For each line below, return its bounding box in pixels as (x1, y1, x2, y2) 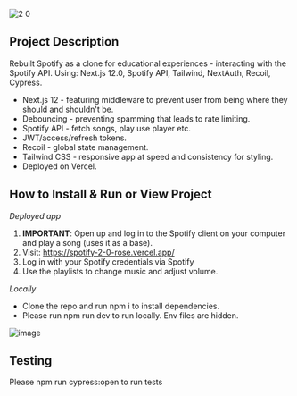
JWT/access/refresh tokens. (21, 132, 128, 143)
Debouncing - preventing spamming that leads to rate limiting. (21, 113, 251, 124)
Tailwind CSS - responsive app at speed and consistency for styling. (21, 151, 274, 162)
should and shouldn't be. (21, 104, 114, 114)
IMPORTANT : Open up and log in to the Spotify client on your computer (21, 228, 286, 239)
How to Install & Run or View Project (9, 187, 212, 202)
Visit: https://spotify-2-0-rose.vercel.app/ (21, 247, 176, 257)
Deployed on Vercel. (21, 161, 97, 172)
